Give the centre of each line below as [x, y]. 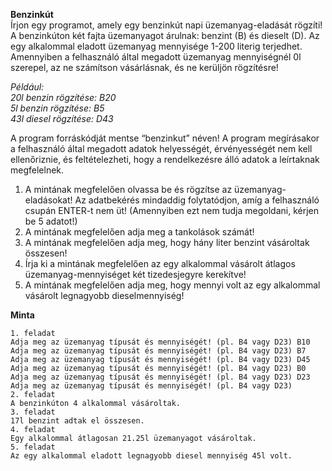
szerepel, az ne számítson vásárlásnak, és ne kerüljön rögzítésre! [144, 67]
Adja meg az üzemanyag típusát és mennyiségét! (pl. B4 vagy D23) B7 [158, 351]
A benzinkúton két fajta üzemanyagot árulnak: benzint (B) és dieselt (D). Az [165, 35]
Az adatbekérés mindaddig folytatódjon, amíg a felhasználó [197, 200]
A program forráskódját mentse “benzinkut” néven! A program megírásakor [165, 138]
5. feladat [33, 447]
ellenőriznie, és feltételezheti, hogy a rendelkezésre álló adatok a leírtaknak [165, 159]
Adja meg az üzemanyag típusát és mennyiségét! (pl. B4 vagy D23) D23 [160, 377]
